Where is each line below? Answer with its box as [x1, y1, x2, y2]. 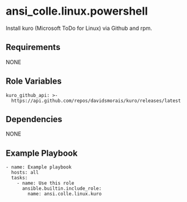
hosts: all [11, 170, 39, 176]
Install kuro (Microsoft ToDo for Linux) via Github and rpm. [5, 24, 152, 32]
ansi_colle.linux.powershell [5, 4, 148, 18]
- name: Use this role [16, 180, 75, 187]
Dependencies [5, 114, 62, 124]
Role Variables [5, 76, 62, 87]
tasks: [11, 175, 28, 181]
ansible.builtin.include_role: [21, 186, 102, 192]
